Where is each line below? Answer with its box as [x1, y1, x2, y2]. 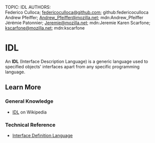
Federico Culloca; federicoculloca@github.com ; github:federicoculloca [5, 9, 149, 15]
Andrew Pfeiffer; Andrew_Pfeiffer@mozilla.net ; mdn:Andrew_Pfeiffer [5, 15, 144, 20]
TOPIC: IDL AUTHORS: [5, 4, 51, 10]
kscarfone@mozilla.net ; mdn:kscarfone [5, 25, 85, 31]
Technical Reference [5, 121, 56, 128]
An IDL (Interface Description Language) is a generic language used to [5, 58, 149, 64]
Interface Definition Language [12, 132, 73, 138]
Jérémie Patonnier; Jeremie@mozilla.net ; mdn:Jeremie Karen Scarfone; [5, 20, 151, 26]
